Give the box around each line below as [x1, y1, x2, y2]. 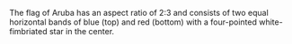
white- [259, 17, 283, 27]
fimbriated [9, 26, 48, 36]
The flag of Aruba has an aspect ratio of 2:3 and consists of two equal [9, 8, 270, 18]
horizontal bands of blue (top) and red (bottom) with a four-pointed [9, 17, 258, 27]
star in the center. [49, 26, 115, 36]
